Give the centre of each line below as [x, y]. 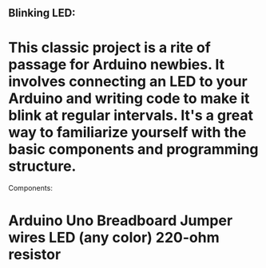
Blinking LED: [42, 13]
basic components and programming [133, 149]
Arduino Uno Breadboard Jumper [121, 221]
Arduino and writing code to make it [129, 98]
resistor [35, 254]
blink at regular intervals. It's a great [131, 115]
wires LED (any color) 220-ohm [114, 237]
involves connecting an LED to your [128, 81]
